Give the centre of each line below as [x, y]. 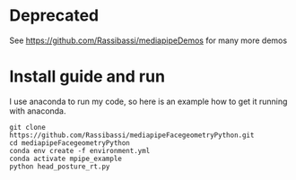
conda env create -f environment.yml [80, 150]
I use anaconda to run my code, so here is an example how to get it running [148, 101]
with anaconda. [38, 111]
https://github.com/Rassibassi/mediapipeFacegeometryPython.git [132, 135]
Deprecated [54, 16]
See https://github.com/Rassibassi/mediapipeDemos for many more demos [148, 40]
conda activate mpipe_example [66, 159]
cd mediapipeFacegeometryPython [70, 143]
